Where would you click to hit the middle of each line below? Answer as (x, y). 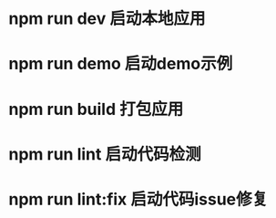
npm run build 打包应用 (96, 109)
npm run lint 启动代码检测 (105, 154)
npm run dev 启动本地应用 (107, 19)
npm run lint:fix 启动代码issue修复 (138, 199)
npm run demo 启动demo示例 (121, 64)
